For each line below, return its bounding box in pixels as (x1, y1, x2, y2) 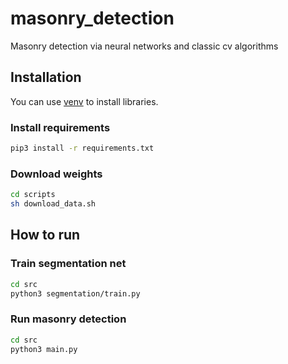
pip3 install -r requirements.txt (10, 143, 155, 154)
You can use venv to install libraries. (10, 95, 159, 107)
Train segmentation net (10, 257, 127, 271)
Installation (10, 69, 82, 86)
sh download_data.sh (10, 199, 97, 209)
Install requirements (10, 120, 111, 134)
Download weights (10, 167, 103, 181)
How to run (10, 227, 81, 244)
